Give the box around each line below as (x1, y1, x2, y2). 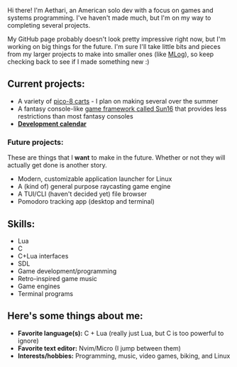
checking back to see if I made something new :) (7, 57, 150, 66)
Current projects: (7, 78, 85, 90)
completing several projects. (7, 21, 91, 29)
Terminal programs (17, 289, 73, 297)
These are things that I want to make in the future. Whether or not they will (7, 153, 226, 162)
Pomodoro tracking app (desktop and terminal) (17, 197, 155, 206)
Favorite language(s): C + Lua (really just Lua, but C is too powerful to (17, 329, 224, 337)
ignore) (17, 336, 39, 345)
